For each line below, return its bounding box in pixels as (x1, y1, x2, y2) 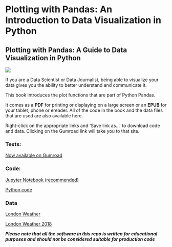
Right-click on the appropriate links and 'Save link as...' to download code (5, 122, 160, 129)
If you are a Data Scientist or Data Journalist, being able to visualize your (5, 77, 159, 83)
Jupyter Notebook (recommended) (5, 177, 79, 183)
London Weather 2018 (5, 220, 52, 227)
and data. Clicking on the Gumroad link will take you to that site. (5, 128, 140, 134)
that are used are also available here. (5, 113, 83, 118)
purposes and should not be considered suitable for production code (5, 236, 155, 242)
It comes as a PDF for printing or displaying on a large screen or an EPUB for (5, 102, 167, 108)
